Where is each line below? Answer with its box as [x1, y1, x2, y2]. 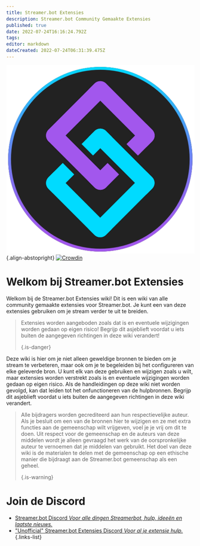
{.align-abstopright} [6, 254, 55, 261]
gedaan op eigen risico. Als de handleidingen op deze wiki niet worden [6, 380, 180, 388]
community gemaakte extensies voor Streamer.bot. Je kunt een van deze [6, 301, 186, 308]
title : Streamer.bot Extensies [6, 10, 84, 16]
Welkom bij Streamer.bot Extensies [6, 275, 184, 289]
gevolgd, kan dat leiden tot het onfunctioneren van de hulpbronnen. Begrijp [6, 386, 192, 394]
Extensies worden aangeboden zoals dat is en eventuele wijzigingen [20, 319, 189, 326]
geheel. [20, 462, 40, 469]
